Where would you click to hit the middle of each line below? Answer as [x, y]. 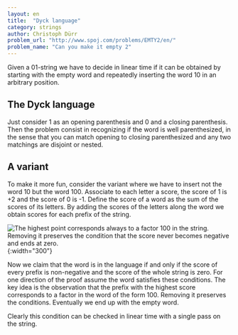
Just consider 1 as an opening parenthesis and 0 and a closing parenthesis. [118, 122]
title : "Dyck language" [44, 21]
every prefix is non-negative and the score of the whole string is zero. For [115, 272]
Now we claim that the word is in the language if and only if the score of [113, 265]
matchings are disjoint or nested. [55, 144]
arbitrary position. [33, 82]
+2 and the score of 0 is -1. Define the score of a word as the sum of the [113, 199]
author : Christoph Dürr [43, 34]
